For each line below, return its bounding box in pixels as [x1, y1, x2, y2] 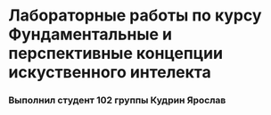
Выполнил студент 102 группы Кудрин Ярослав [8, 94, 226, 107]
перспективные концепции [8, 44, 224, 63]
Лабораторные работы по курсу [8, 5, 262, 26]
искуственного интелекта [8, 62, 211, 83]
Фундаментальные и [8, 24, 173, 45]
